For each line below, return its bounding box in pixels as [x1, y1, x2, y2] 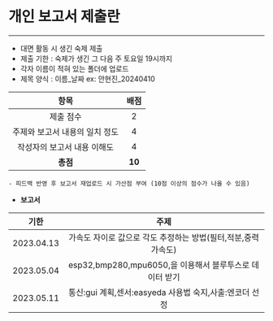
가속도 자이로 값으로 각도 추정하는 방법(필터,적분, [68, 232, 245, 243]
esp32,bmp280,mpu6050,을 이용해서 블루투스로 [68, 259, 250, 271]
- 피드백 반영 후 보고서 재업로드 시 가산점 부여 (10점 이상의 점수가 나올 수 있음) [8, 180, 250, 188]
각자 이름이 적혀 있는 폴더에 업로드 [19, 63, 129, 73]
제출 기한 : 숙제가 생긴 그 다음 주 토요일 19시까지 [19, 54, 173, 63]
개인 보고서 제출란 [8, 7, 120, 26]
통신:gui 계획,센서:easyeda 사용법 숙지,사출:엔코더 [67, 286, 250, 297]
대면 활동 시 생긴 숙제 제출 [19, 43, 103, 53]
